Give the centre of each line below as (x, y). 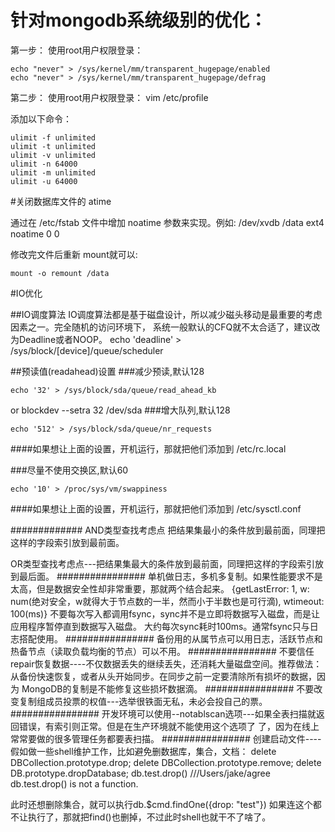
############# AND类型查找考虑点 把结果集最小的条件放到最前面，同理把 (168, 530)
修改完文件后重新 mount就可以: (74, 254)
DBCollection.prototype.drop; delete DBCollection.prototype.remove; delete (166, 762)
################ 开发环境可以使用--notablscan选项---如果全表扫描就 (163, 713)
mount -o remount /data (60, 273)
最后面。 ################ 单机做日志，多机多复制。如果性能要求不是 (170, 576)
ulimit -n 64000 (44, 164)
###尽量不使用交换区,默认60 (69, 470)
